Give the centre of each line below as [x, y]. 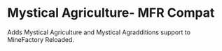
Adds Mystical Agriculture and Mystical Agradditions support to [99, 32]
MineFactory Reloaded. [41, 39]
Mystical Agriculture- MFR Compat [111, 13]
